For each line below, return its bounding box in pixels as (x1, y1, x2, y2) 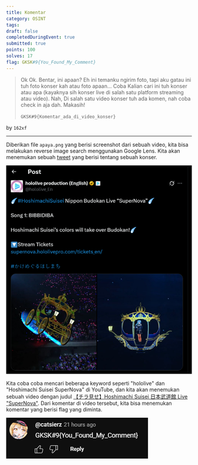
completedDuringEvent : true (6, 34, 75, 41)
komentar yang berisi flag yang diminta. (6, 406, 103, 413)
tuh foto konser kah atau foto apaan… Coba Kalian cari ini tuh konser (20, 83, 187, 90)
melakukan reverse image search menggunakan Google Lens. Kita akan (6, 147, 181, 154)
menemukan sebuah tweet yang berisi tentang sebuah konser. (6, 153, 157, 160)
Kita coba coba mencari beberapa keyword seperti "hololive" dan (6, 380, 165, 387)
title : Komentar (6, 9, 46, 15)
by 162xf (6, 124, 27, 131)
